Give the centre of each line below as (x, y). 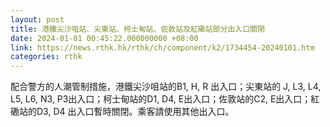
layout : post (37, 19)
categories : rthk (46, 57)
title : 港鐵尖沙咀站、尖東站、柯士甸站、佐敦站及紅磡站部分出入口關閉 (137, 29)
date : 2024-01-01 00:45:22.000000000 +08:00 (104, 38)
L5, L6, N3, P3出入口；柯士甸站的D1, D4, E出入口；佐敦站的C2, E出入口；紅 (165, 99)
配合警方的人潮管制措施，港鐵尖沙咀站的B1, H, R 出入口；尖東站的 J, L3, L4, (166, 87)
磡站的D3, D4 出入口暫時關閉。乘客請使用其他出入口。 (122, 112)
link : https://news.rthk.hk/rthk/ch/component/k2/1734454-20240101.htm (162, 47)
